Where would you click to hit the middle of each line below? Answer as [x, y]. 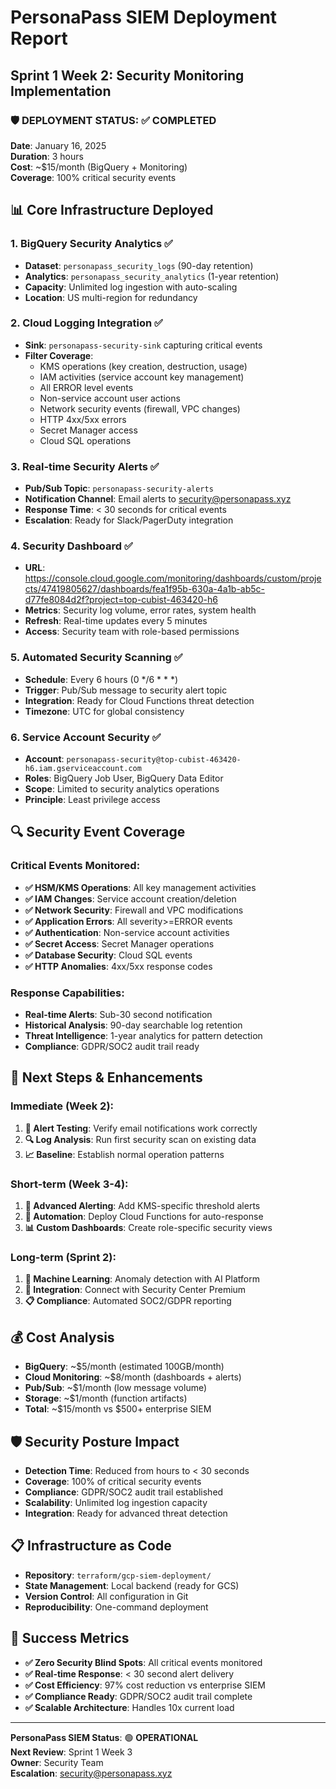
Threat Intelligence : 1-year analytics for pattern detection [143, 1036]
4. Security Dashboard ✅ [71, 546]
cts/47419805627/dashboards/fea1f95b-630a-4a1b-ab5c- [145, 589]
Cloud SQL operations [85, 440]
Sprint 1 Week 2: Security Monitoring [127, 75]
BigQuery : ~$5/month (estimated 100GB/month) [124, 1367]
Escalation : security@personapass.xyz [91, 1773]
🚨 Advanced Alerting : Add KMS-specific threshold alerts [142, 1206]
